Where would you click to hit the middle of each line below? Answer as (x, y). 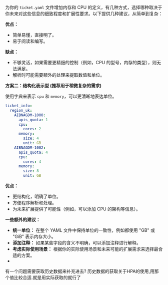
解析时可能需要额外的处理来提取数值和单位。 (58, 75)
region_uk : (21, 110)
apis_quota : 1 (33, 120)
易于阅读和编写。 (30, 41)
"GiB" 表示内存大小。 (34, 236)
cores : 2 (32, 129)
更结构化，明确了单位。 (36, 196)
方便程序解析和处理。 (34, 203)
